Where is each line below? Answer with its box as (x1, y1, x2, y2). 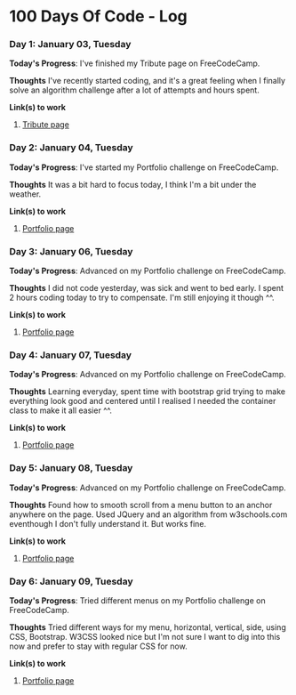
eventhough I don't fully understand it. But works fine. (9, 518, 207, 529)
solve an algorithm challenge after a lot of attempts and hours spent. (9, 85, 260, 95)
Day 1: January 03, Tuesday (9, 38, 132, 51)
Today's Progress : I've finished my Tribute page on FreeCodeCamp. (9, 58, 260, 69)
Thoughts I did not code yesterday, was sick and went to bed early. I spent (9, 283, 284, 294)
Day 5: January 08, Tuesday (9, 462, 133, 474)
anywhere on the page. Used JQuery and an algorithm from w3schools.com (9, 509, 288, 520)
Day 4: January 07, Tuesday (9, 349, 132, 361)
